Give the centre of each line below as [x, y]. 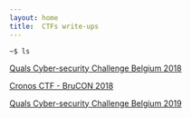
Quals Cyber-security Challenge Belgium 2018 [96, 68]
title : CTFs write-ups [54, 26]
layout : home [34, 18]
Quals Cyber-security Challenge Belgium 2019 [96, 103]
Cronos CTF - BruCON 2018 [62, 85]
